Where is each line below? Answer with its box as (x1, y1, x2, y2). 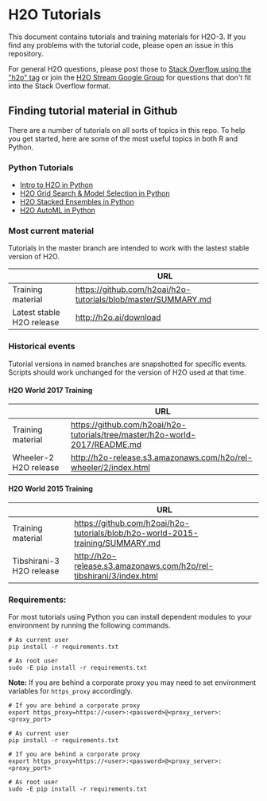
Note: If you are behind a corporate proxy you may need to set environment (8, 678, 257, 687)
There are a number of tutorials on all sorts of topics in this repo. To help (8, 125, 246, 134)
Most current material (8, 225, 95, 236)
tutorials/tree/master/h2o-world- (70, 429, 196, 440)
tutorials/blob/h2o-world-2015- (74, 527, 199, 539)
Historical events (8, 340, 75, 352)
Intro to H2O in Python (19, 181, 94, 190)
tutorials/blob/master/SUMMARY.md (75, 294, 212, 305)
